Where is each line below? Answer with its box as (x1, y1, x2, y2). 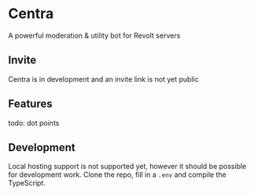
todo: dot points (8, 118, 60, 127)
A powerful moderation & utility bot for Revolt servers (8, 31, 181, 40)
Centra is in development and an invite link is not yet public (8, 74, 199, 83)
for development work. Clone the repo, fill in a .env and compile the (8, 170, 226, 179)
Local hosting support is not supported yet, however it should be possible (8, 162, 247, 171)
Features (8, 97, 53, 111)
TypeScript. (8, 178, 46, 188)
